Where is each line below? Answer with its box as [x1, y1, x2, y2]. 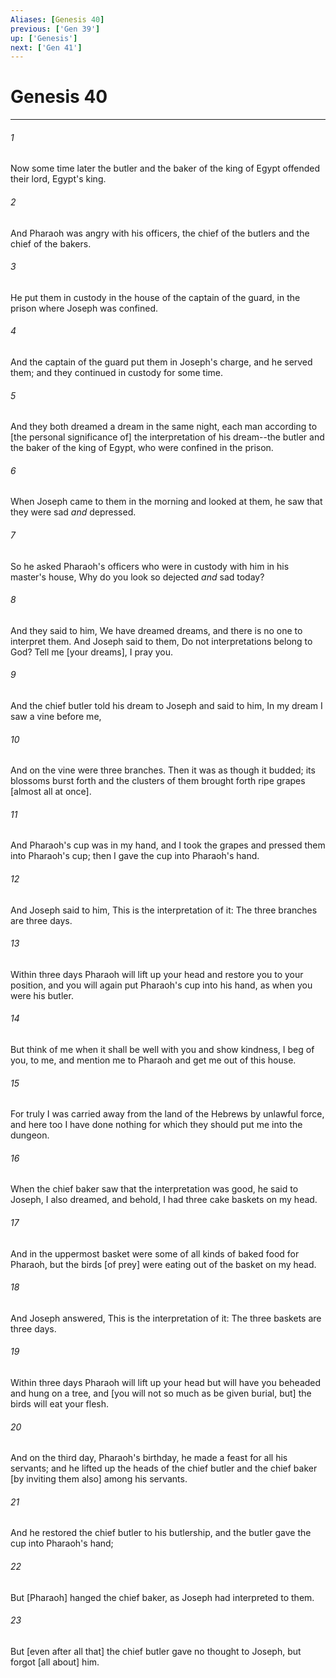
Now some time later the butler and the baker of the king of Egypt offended [10, 162, 321, 175]
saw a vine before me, [10, 711, 102, 723]
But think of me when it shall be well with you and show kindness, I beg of [10, 1044, 315, 1056]
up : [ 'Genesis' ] [10, 33, 78, 43]
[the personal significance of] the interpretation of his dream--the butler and [10, 431, 325, 443]
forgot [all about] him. [10, 1656, 100, 1668]
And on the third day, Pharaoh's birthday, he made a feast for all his [10, 1452, 288, 1464]
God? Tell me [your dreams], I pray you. [10, 646, 174, 658]
